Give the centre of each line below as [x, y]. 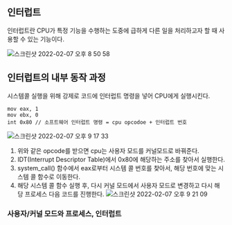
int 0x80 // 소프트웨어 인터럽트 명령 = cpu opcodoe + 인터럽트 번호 [97, 122]
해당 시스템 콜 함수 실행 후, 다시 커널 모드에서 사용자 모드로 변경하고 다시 [115, 185]
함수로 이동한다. [59, 177]
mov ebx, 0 [23, 115]
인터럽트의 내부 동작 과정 [56, 78]
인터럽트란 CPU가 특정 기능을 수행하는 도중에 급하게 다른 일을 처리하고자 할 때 [113, 30]
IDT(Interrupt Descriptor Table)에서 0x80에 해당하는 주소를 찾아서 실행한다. [121, 159]
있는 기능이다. [46, 39]
